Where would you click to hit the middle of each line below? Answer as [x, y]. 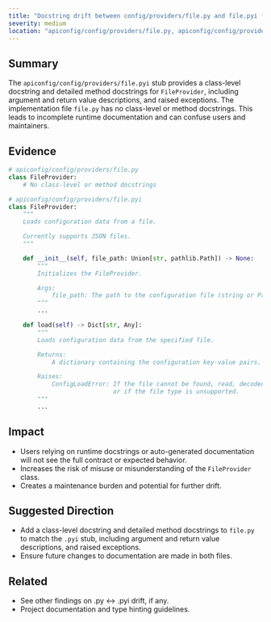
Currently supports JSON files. [77, 236]
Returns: [52, 355]
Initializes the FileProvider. [90, 273]
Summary [33, 63]
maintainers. [29, 126]
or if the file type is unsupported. [176, 392]
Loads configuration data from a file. [90, 222]
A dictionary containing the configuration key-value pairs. [156, 362]
